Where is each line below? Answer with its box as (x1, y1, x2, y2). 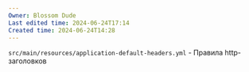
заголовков (8, 56, 47, 66)
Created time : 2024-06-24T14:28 (8, 26, 115, 34)
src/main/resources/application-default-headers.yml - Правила (8, 48, 224, 58)
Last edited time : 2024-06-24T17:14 (8, 19, 130, 27)
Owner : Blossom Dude (8, 11, 77, 20)
